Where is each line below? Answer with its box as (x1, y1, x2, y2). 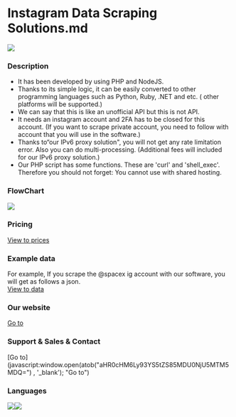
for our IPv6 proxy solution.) (17, 153, 100, 162)
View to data (7, 285, 45, 294)
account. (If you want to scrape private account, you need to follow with (17, 123, 229, 131)
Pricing (7, 220, 33, 230)
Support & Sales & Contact (7, 336, 101, 346)
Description (7, 61, 49, 71)
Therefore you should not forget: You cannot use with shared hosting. (17, 168, 222, 177)
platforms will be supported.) (17, 100, 103, 108)
